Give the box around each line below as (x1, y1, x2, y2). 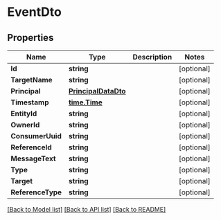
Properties (7, 32, 54, 44)
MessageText (10, 154, 57, 163)
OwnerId (10, 120, 40, 129)
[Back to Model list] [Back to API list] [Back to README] (7, 205, 166, 213)
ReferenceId (10, 143, 52, 152)
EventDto (7, 4, 62, 20)
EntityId (10, 109, 37, 118)
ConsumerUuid (10, 131, 62, 140)
